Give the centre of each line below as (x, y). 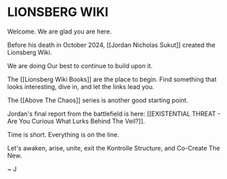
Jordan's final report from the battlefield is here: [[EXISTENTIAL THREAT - (114, 114)
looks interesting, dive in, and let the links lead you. (81, 86)
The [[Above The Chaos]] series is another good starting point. (98, 100)
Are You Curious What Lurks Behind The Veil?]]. (76, 121)
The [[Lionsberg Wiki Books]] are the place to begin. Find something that (112, 79)
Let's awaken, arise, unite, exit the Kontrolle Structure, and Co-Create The (113, 148)
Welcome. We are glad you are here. (59, 31)
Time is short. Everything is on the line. (63, 134)
